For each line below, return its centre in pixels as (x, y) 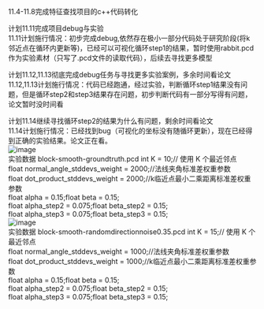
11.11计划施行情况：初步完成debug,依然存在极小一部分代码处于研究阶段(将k (129, 38)
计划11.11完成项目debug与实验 (56, 28)
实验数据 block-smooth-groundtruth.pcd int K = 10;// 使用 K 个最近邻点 (123, 159)
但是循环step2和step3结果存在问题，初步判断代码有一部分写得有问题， (137, 94)
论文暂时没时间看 (36, 104)
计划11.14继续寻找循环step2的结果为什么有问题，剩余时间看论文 (111, 121)
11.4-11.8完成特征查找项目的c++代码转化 (73, 11)
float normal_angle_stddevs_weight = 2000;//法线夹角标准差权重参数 (119, 169)
